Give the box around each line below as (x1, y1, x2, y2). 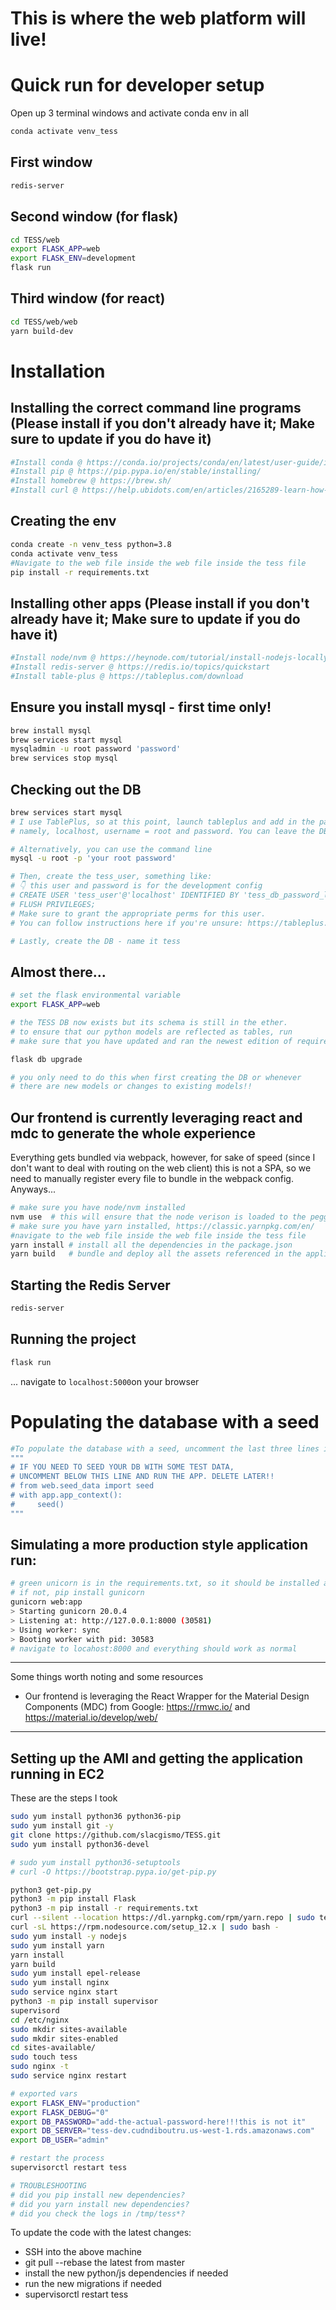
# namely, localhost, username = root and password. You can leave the (10, 826, 315, 836)
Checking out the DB (10, 781, 142, 798)
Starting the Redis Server (10, 1277, 171, 1294)
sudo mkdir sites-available (10, 2024, 128, 2034)
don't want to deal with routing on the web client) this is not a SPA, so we (10, 1162, 312, 1174)
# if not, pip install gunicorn (10, 1588, 145, 1598)
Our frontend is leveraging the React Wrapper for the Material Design (24, 1690, 310, 1702)
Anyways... (10, 1183, 57, 1196)
